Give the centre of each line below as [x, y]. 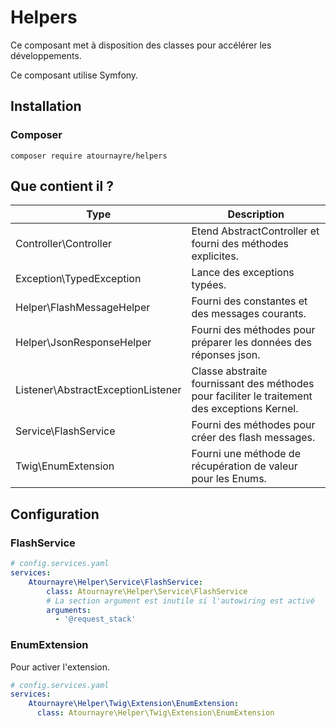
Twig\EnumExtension [65, 466]
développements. [46, 55]
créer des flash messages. [253, 438]
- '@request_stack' [95, 619]
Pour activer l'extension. [60, 667]
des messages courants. [249, 314]
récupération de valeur [244, 466]
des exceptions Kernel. [245, 409]
